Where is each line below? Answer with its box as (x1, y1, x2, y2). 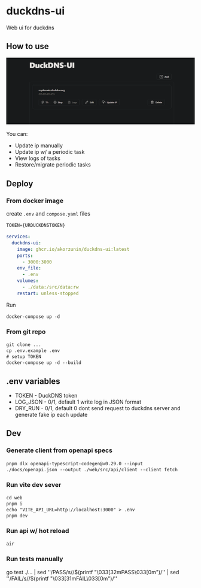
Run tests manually (6, 555, 63, 563)
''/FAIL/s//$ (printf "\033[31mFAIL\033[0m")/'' (6, 575, 118, 582)
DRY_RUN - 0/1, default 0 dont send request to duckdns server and (14, 404, 181, 411)
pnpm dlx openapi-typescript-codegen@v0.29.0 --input (6, 460, 144, 466)
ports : (17, 253, 33, 259)
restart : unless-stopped (17, 290, 79, 296)
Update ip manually (14, 142, 63, 149)
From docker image (6, 196, 64, 205)
